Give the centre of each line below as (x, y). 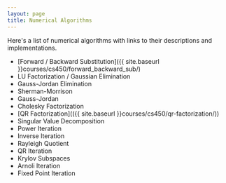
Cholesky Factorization (50, 106)
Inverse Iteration (41, 136)
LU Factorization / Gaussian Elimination (74, 76)
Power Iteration (39, 128)
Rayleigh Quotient (43, 143)
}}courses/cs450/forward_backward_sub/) (79, 69)
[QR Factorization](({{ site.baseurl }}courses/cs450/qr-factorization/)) (118, 114)
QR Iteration (35, 151)
